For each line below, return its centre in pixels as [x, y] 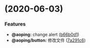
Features [15, 24]
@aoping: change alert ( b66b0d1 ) [45, 34]
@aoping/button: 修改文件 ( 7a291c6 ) [49, 40]
